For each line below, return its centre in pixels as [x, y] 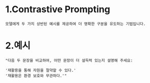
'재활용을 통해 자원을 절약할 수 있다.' [41, 70]
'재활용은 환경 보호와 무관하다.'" [36, 76]
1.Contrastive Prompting [58, 9]
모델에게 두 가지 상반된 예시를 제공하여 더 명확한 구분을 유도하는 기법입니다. [76, 24]
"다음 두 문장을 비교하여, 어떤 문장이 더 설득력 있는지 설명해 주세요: [69, 60]
